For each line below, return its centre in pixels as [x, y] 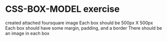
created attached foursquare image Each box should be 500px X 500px [79, 23]
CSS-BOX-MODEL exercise [62, 9]
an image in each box [27, 33]
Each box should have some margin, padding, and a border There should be [84, 28]
